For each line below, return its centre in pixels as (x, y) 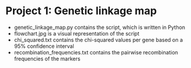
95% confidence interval (44, 46)
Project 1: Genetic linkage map (81, 11)
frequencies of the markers (47, 59)
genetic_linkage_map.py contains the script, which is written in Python (100, 27)
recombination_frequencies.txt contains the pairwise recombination (96, 52)
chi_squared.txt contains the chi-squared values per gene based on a (98, 40)
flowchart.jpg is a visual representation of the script (77, 33)
